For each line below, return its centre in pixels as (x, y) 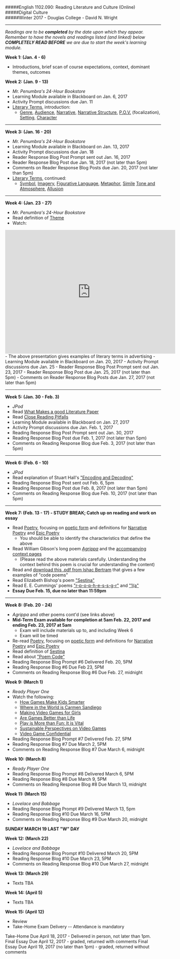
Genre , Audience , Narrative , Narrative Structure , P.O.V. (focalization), (90, 112)
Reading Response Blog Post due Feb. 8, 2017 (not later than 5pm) (80, 488)
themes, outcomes (31, 72)
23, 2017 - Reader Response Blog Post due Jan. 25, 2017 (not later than (78, 372)
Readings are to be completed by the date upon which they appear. (74, 32)
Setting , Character (38, 118)
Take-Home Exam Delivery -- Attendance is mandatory (68, 927)
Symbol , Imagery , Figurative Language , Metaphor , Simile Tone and (88, 183)
